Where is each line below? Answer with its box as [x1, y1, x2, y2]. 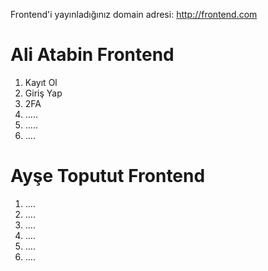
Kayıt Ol [24, 76, 58, 88]
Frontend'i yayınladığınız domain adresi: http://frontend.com [10, 9, 258, 20]
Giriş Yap [24, 87, 63, 99]
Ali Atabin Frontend [10, 44, 175, 66]
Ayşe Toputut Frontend [10, 165, 206, 188]
